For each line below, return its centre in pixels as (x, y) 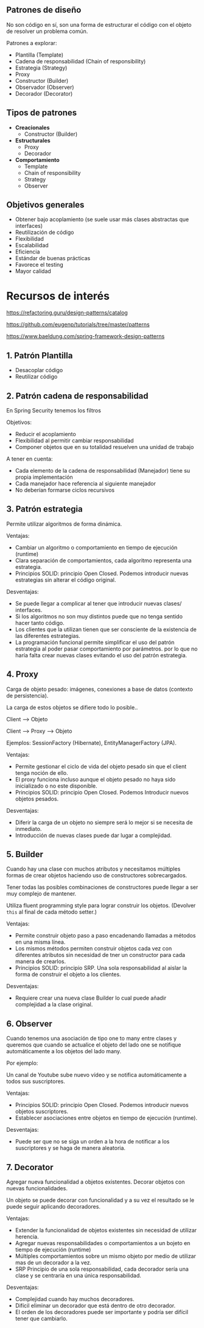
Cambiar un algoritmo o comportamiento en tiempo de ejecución (96, 547)
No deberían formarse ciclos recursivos (65, 490)
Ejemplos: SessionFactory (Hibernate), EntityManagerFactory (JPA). (91, 743)
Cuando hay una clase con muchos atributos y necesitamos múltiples (93, 869)
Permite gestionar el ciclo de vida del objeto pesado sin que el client (101, 766)
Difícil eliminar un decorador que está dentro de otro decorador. (95, 1305)
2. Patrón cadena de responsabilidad (77, 396)
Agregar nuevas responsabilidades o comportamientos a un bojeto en (103, 1243)
